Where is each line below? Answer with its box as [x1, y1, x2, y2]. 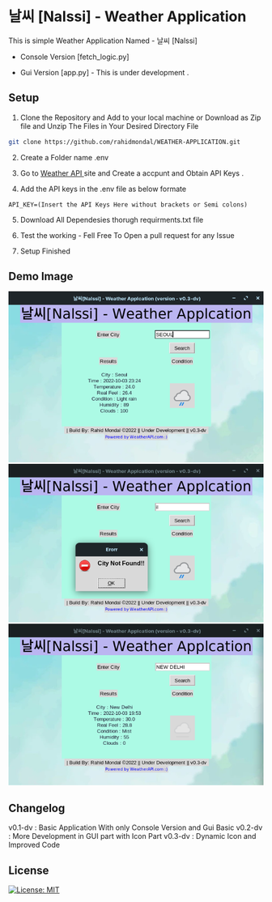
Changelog [8, 801, 66, 815]
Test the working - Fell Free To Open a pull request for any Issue [19, 230, 235, 240]
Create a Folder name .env [19, 152, 109, 162]
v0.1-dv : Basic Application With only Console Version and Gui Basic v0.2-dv [8, 823, 263, 832]
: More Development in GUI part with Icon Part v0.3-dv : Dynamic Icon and [8, 832, 257, 841]
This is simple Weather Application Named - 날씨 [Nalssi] [8, 36, 198, 45]
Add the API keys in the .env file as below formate [19, 184, 187, 194]
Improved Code [8, 840, 61, 850]
